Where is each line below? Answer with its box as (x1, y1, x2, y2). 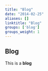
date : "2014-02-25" (5, 12, 44, 16)
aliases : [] (5, 16, 29, 21)
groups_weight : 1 (5, 29, 40, 34)
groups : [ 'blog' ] (5, 25, 40, 30)
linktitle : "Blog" (5, 20, 42, 26)
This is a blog (5, 60, 32, 66)
